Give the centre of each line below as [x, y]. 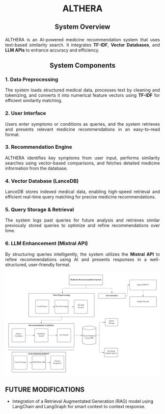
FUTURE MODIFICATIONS [45, 389]
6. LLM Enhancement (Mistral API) [47, 244]
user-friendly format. [50, 264]
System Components [82, 65]
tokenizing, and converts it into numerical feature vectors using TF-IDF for [83, 95]
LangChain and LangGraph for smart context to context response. [79, 407]
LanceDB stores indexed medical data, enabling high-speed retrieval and [82, 192]
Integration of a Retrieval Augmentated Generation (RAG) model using [83, 401]
